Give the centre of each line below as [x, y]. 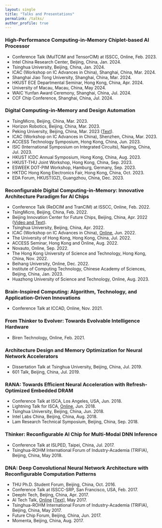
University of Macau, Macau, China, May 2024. [59, 87]
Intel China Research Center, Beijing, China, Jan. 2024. [66, 62]
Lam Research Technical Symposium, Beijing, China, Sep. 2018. [75, 422]
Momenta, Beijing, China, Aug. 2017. [48, 520]
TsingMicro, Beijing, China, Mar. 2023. [50, 121]
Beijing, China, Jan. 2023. [38, 274]
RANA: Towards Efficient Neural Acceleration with [65, 384]
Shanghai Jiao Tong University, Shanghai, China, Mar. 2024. [72, 77]
